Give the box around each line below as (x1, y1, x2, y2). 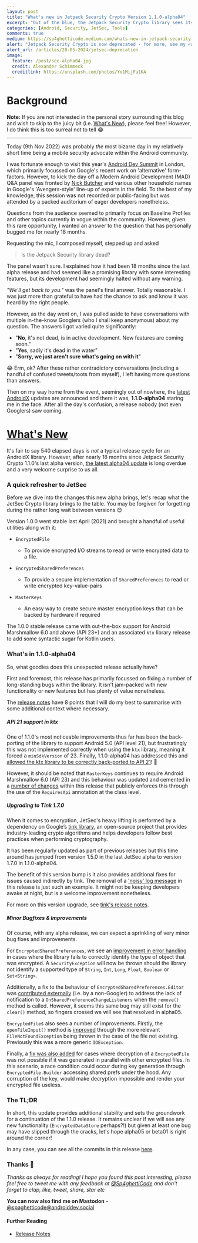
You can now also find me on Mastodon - (6, 1198, 109, 1205)
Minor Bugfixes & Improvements (6, 915, 88, 922)
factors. (6, 173, 26, 180)
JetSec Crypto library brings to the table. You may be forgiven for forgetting (6, 500, 190, 507)
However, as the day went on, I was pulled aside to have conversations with (6, 310, 190, 318)
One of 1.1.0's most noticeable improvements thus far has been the (6, 733, 168, 740)
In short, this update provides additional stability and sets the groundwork (6, 1109, 185, 1116)
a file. (24, 553, 38, 560)
